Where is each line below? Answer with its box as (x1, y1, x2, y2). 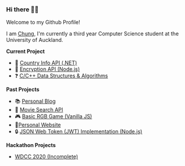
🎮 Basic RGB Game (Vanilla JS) (14, 113, 93, 120)
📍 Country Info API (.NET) (14, 59, 77, 67)
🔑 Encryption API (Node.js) (14, 66, 80, 73)
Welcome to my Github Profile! (6, 19, 81, 26)
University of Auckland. (6, 37, 63, 44)
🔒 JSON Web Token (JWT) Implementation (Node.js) (14, 128, 143, 135)
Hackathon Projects (6, 142, 56, 149)
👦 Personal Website (14, 121, 61, 129)
